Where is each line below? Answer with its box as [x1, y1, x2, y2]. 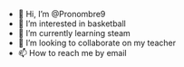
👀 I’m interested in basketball [17, 18, 127, 29]
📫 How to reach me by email [17, 48, 127, 58]
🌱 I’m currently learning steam [17, 28, 131, 38]
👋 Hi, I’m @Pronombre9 [17, 9, 106, 19]
